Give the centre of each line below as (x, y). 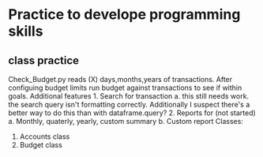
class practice (44, 60)
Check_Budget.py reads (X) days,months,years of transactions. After (120, 79)
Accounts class (45, 136)
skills (26, 31)
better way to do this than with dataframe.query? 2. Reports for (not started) (132, 113)
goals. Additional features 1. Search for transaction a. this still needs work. (129, 96)
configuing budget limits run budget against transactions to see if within (125, 88)
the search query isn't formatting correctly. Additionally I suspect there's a (129, 105)
